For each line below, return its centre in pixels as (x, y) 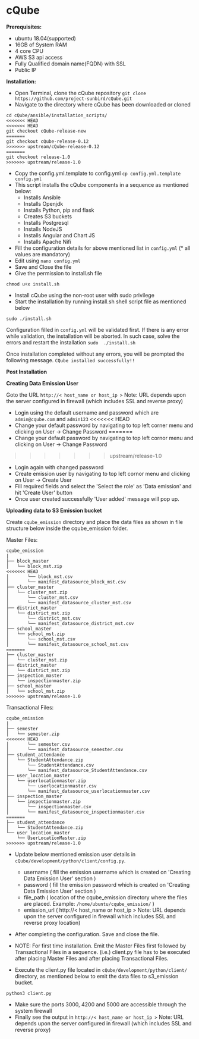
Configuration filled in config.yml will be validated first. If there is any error (97, 329)
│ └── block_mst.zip (34, 566)
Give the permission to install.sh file (58, 273)
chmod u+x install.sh (33, 284)
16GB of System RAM (41, 45)
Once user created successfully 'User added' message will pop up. (97, 499)
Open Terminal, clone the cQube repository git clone (80, 93)
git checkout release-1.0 (38, 157)
